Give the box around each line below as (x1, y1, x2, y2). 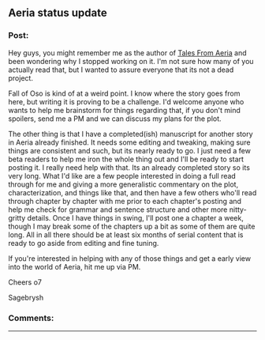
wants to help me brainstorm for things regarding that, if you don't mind (8, 105, 241, 115)
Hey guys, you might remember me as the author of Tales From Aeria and (8, 47, 247, 58)
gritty (8, 213, 26, 222)
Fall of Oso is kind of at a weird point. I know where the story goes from (8, 89, 241, 98)
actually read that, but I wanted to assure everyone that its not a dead (8, 65, 234, 74)
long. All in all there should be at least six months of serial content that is (8, 229, 244, 240)
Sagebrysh (8, 293, 44, 302)
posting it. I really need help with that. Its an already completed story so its (8, 162, 251, 172)
